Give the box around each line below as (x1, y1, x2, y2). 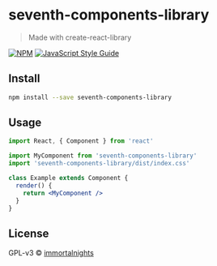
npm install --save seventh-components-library (8, 93, 172, 101)
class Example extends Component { (8, 174, 129, 182)
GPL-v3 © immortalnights (8, 248, 95, 258)
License (8, 226, 49, 240)
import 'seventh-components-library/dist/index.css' (8, 160, 190, 168)
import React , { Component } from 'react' (8, 137, 154, 145)
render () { (15, 181, 53, 190)
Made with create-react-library (28, 32, 132, 42)
